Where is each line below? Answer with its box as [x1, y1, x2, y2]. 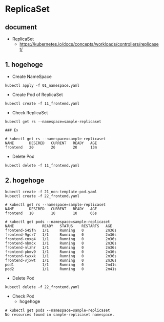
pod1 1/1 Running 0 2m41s [5, 262, 117, 267]
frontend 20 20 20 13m [5, 145, 97, 150]
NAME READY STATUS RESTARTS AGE [5, 223, 112, 228]
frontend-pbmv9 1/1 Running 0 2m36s [5, 249, 117, 254]
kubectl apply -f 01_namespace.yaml [5, 83, 80, 88]
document [5, 23, 37, 31]
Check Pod [12, 293, 35, 299]
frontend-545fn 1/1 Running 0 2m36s [5, 228, 117, 233]
